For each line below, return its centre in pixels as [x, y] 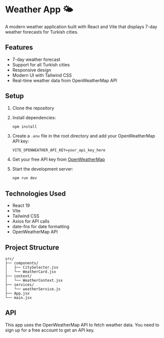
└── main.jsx [19, 297]
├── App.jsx [17, 293]
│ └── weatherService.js [33, 289]
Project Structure [32, 247]
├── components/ [22, 263]
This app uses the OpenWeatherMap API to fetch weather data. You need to [82, 325]
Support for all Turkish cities [41, 64]
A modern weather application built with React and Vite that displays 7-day [81, 26]
